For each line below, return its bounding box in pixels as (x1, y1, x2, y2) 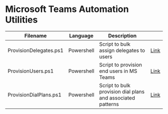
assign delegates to (99, 46, 145, 53)
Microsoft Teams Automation (5, 3, 129, 15)
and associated (99, 94, 135, 101)
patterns (99, 100, 119, 107)
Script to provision (99, 61, 142, 68)
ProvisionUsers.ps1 (7, 67, 54, 74)
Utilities (5, 14, 38, 25)
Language (69, 32, 94, 39)
